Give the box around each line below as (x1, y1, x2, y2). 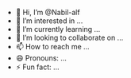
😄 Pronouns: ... (15, 53, 67, 63)
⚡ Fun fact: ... (15, 62, 60, 72)
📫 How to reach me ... (15, 42, 90, 51)
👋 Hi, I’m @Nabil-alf (15, 8, 81, 17)
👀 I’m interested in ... (15, 16, 83, 25)
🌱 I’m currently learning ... (15, 25, 101, 33)
